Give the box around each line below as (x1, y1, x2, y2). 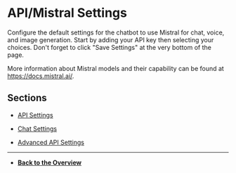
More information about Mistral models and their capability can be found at (7, 64, 225, 72)
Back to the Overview (17, 158, 82, 167)
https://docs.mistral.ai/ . (7, 72, 74, 80)
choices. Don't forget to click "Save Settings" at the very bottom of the (7, 43, 212, 51)
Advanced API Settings (17, 138, 84, 146)
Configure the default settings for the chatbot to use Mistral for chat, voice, (7, 28, 225, 37)
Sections (7, 92, 47, 104)
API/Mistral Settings (7, 5, 128, 21)
